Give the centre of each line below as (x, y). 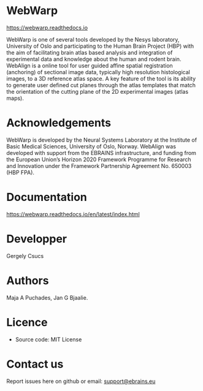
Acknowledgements (59, 123)
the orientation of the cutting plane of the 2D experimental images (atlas (98, 91)
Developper (37, 239)
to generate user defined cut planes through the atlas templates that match (101, 85)
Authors (28, 280)
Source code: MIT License (48, 339)
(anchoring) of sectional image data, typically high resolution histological (98, 72)
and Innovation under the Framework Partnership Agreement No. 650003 (99, 165)
